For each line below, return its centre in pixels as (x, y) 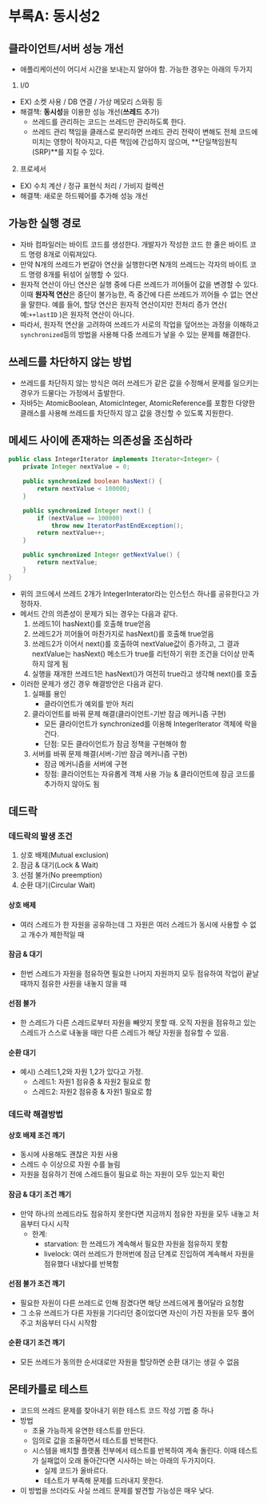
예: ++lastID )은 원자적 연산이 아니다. (77, 314)
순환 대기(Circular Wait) (58, 885)
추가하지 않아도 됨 (72, 784)
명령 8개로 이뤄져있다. (63, 254)
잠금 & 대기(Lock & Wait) (59, 865)
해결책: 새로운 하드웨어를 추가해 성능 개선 (84, 196)
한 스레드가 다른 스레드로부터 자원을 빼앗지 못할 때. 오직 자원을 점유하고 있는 (138, 1023)
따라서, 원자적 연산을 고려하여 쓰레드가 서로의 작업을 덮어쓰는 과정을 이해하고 (139, 324)
